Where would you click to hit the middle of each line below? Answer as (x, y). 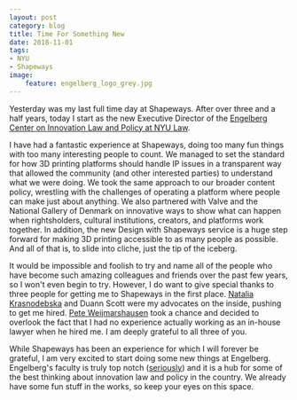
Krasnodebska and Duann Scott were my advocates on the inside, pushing (145, 303)
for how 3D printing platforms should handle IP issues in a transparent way (145, 163)
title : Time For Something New (67, 34)
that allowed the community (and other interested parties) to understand (141, 173)
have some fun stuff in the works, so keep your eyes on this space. (132, 386)
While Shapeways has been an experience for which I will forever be (134, 349)
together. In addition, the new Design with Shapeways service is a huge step (148, 229)
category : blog (37, 26)
